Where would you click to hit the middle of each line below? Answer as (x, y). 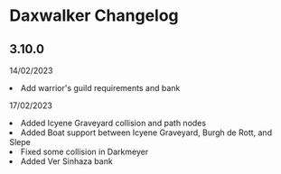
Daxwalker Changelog (94, 16)
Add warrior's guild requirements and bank (101, 88)
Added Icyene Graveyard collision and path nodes (113, 123)
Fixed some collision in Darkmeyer (85, 151)
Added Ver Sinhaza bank (67, 161)
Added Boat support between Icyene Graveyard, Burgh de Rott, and (147, 133)
